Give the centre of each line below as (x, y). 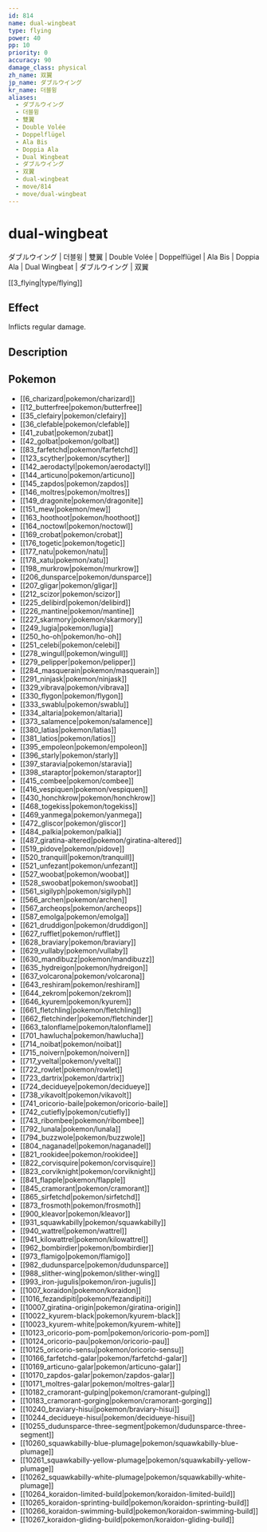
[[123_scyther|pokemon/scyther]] (75, 458)
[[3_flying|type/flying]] (45, 283)
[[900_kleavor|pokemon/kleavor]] (75, 1214)
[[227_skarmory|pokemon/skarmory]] (81, 619)
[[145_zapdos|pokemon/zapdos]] (74, 483)
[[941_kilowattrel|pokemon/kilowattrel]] (84, 1239)
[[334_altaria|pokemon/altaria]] (71, 713)
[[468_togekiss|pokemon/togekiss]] (79, 806)
